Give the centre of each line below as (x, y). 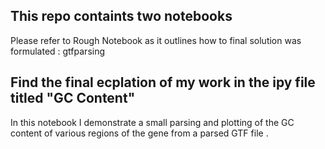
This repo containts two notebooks (121, 16)
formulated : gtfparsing (58, 51)
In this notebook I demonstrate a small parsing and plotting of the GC (152, 122)
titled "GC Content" (73, 98)
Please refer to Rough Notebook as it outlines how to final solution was (156, 40)
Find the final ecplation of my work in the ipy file (163, 82)
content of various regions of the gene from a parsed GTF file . (139, 133)
